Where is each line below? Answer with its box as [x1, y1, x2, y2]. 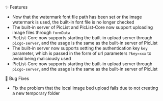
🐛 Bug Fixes [5, 76, 29, 81]
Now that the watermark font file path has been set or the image [12, 14, 142, 20]
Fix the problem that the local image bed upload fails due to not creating [12, 85, 159, 91]
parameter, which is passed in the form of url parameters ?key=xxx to [12, 50, 152, 56]
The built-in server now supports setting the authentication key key [12, 45, 148, 51]
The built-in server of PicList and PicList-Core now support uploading [12, 25, 153, 30]
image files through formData [12, 29, 71, 35]
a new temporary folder [12, 90, 60, 96]
